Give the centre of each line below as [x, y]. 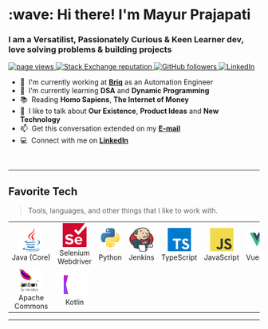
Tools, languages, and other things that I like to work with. [122, 211]
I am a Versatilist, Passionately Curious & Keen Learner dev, [126, 40]
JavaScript [221, 257]
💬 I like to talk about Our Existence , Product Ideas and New [119, 111]
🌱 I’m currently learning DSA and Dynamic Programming [114, 91]
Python [110, 257]
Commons [32, 306]
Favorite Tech [43, 192]
